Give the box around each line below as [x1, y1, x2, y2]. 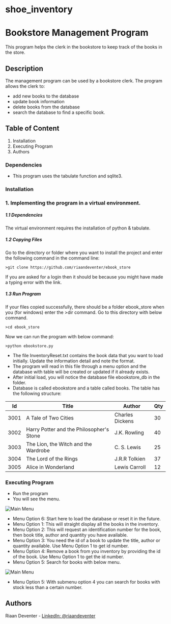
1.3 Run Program [5, 291, 41, 297]
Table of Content [5, 124, 60, 133]
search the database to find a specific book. [12, 109, 105, 115]
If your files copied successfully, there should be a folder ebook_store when [5, 304, 164, 310]
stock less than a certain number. [12, 584, 83, 591]
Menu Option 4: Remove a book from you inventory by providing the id [12, 548, 161, 554]
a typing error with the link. [5, 279, 62, 285]
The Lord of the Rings [26, 455, 78, 462]
